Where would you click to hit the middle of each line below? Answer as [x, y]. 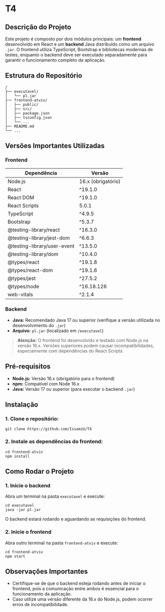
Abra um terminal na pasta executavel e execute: [55, 496]
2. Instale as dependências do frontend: [54, 441]
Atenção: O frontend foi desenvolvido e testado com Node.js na [83, 340]
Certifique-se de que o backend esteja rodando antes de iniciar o [79, 583]
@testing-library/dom [33, 254]
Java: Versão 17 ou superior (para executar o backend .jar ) [74, 389]
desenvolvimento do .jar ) [39, 325]
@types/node [24, 286]
